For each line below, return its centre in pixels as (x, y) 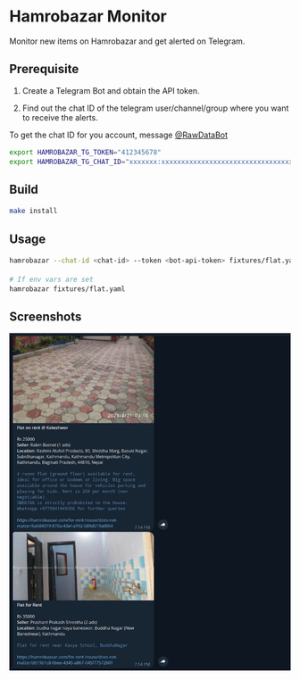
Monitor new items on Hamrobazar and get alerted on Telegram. (127, 41)
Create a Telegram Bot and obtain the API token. (111, 90)
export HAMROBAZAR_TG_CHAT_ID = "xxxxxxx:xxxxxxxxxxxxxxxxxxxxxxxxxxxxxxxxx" (153, 162)
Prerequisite (44, 69)
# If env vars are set (51, 279)
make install (33, 211)
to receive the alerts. (60, 117)
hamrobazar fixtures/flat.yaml (67, 289)
